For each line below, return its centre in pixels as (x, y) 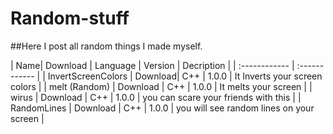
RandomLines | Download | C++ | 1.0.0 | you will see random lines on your (162, 108)
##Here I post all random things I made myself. (106, 46)
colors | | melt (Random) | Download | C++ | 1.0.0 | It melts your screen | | (161, 86)
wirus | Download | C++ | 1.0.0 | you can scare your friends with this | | (156, 97)
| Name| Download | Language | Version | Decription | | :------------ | (152, 65)
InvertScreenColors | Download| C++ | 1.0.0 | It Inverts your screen (185, 76)
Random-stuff (70, 18)
